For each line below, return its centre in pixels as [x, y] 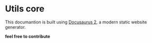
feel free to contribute [27, 36]
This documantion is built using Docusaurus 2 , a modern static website [76, 22]
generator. [15, 27]
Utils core [25, 9]
